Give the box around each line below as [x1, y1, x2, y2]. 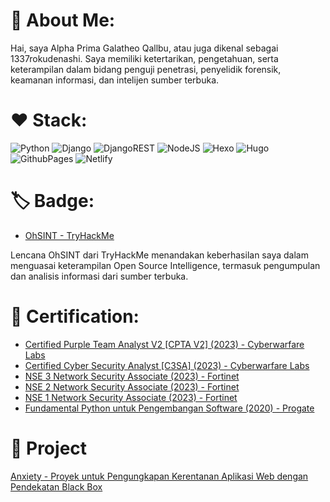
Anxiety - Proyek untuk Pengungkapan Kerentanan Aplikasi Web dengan [10, 470, 309, 482]
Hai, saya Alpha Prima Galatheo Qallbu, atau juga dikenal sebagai [10, 42, 279, 54]
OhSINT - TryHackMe [24, 229, 115, 241]
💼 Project [10, 437, 88, 459]
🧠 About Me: [10, 9, 116, 32]
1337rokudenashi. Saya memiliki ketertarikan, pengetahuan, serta [10, 52, 279, 64]
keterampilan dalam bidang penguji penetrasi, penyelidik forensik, [10, 63, 282, 75]
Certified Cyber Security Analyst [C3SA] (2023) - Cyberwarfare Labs [24, 359, 310, 371]
